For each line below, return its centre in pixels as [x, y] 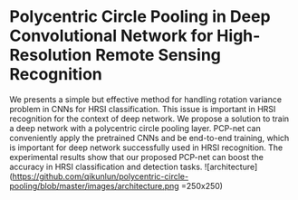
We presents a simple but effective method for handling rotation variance [146, 99]
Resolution [51, 55]
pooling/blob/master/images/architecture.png [94, 186]
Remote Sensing [158, 55]
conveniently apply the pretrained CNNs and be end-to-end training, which [149, 138]
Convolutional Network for [111, 36]
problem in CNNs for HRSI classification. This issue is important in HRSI [143, 109]
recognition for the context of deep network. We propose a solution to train [149, 119]
